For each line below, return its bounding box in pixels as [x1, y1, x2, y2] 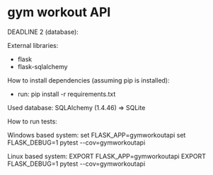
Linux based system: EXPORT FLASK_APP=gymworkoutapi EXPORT [7, 152, 207, 160]
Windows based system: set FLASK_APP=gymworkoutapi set [7, 131, 186, 139]
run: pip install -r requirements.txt [17, 90, 116, 98]
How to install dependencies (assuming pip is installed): [7, 76, 170, 85]
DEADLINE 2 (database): [7, 28, 79, 36]
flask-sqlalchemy [17, 62, 69, 71]
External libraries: [7, 41, 59, 49]
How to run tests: [7, 117, 58, 126]
